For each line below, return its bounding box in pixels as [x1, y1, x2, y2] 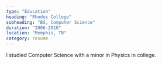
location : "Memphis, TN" [6, 30, 67, 36]
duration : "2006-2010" [6, 24, 61, 31]
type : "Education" [6, 8, 51, 15]
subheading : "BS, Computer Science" [6, 19, 95, 25]
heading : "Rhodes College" [6, 14, 72, 20]
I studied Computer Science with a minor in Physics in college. [6, 52, 157, 58]
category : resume [6, 35, 49, 41]
